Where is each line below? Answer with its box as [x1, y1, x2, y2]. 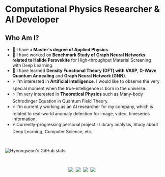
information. [12, 116, 37, 122]
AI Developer [5, 14, 59, 25]
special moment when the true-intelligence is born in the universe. [12, 85, 147, 91]
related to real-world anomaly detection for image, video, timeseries [12, 111, 150, 116]
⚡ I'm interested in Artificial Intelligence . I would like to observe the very [12, 78, 160, 84]
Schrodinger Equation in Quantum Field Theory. [12, 98, 109, 104]
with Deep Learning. [12, 63, 54, 68]
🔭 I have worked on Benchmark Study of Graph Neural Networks [12, 52, 146, 58]
